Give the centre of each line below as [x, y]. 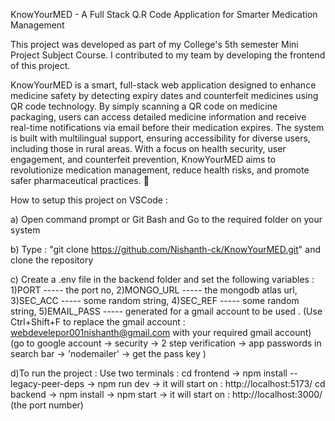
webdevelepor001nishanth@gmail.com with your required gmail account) [161, 332]
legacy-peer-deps [47, 383]
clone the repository [52, 260]
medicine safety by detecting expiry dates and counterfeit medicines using [164, 95]
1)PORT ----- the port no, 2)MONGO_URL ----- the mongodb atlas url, [154, 290]
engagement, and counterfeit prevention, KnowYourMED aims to [143, 159]
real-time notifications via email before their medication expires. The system [167, 127]
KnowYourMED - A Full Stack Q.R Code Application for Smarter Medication [164, 14]
